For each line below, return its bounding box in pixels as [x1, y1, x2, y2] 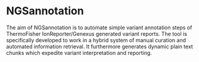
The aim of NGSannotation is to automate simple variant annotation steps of [6, 24, 192, 31]
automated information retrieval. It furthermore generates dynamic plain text [6, 43, 194, 50]
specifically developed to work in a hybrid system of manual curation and [6, 36, 186, 44]
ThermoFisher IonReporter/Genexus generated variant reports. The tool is [6, 30, 188, 37]
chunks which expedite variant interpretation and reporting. [6, 49, 152, 56]
